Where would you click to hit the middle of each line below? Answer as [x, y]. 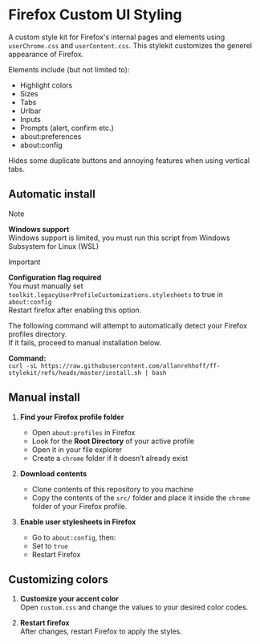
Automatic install [52, 194]
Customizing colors [58, 579]
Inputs [30, 119]
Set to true [50, 546]
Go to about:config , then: [74, 537]
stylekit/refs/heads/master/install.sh [75, 373]
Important [24, 262]
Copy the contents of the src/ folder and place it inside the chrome [141, 497]
